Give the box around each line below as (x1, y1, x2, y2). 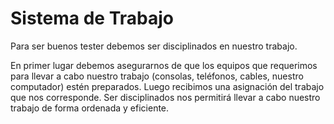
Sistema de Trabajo (10, 7, 174, 30)
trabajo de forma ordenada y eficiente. (10, 102, 170, 114)
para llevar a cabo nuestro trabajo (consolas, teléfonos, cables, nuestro (10, 70, 304, 82)
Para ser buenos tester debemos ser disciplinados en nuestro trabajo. (10, 40, 298, 52)
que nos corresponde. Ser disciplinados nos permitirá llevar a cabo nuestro (10, 91, 321, 103)
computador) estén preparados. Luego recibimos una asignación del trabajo (10, 80, 325, 92)
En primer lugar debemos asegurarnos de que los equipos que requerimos (10, 59, 318, 71)
